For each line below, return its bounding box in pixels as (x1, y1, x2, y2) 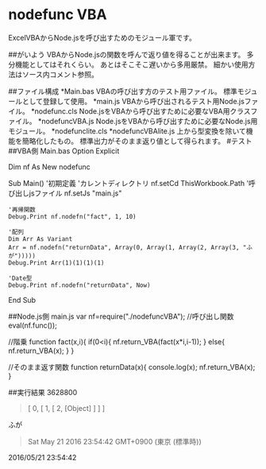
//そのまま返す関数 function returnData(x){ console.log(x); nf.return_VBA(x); (8, 362, 256, 371)
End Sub (8, 295, 37, 304)
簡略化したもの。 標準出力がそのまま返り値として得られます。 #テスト (21, 136, 253, 145)
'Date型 (8, 274, 33, 282)
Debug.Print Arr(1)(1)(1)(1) (8, 258, 105, 267)
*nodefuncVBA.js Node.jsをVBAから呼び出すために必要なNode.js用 (37, 116, 258, 126)
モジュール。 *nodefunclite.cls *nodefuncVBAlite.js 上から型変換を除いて (8, 126, 246, 136)
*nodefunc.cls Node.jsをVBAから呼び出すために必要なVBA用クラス (30, 106, 251, 116)
